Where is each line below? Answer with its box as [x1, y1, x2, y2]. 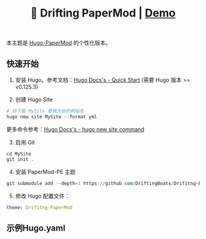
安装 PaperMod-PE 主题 [15, 169, 76, 176]
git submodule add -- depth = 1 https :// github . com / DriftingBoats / [6, 181, 174, 187]
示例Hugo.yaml [6, 223, 66, 233]
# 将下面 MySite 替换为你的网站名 [6, 108, 85, 114]
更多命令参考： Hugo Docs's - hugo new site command [6, 126, 145, 133]
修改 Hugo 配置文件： [15, 192, 71, 200]
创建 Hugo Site [15, 96, 53, 103]
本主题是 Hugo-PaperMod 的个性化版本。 [6, 39, 112, 46]
